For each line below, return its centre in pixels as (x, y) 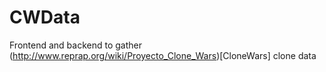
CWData (45, 17)
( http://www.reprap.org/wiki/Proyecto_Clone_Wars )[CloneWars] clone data (163, 55)
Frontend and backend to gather (75, 45)
